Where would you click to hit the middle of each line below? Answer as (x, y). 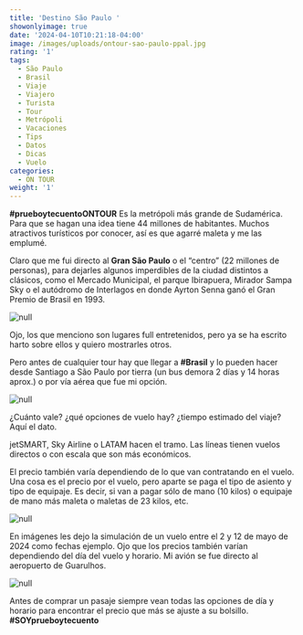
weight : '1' (32, 188)
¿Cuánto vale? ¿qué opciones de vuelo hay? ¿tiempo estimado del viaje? (145, 418)
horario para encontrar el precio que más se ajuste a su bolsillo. (129, 611)
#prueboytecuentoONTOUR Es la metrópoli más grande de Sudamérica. (146, 214)
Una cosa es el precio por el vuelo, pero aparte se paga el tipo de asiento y (151, 482)
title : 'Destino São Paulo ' (65, 18)
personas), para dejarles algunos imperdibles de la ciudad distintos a (139, 270)
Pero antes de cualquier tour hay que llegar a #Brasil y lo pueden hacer (144, 363)
